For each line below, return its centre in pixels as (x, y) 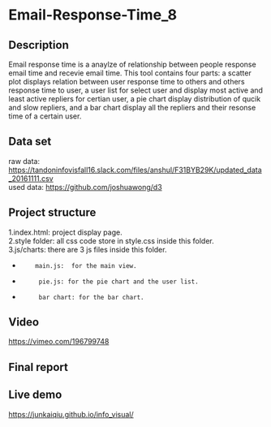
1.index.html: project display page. (66, 232)
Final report (39, 367)
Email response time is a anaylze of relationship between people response (133, 64)
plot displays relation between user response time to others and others (127, 82)
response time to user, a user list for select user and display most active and (136, 90)
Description (39, 45)
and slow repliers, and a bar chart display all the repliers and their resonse (132, 108)
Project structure (52, 213)
